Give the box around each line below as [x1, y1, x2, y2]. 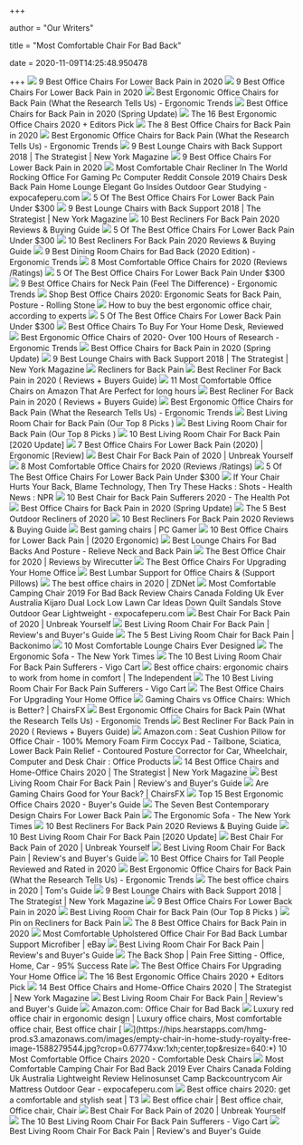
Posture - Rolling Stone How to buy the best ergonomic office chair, [9, 300, 273, 310]
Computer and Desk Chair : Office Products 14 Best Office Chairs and [9, 757, 279, 767]
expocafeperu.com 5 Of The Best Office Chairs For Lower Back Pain [9, 192, 275, 203]
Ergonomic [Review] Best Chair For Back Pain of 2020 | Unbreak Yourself [9, 450, 294, 461]
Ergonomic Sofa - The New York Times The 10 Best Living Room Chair [9, 651, 282, 662]
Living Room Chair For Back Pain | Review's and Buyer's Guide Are [9, 778, 270, 788]
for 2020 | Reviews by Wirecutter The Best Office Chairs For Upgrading [9, 557, 287, 567]
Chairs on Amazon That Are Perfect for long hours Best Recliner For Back [9, 386, 294, 396]
